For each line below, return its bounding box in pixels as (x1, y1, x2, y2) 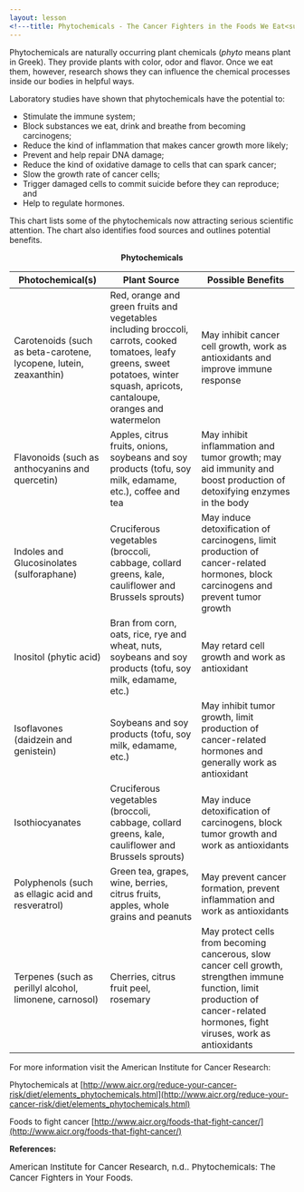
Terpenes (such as (14, 970, 93, 982)
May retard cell (201, 639, 265, 651)
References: (9, 1143, 57, 1154)
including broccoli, (109, 323, 189, 336)
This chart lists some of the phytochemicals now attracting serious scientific (9, 215, 294, 226)
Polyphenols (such (14, 876, 93, 889)
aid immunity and (201, 462, 274, 474)
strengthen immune (201, 970, 285, 982)
